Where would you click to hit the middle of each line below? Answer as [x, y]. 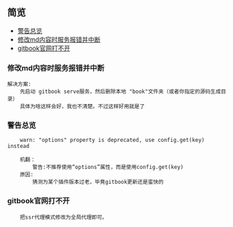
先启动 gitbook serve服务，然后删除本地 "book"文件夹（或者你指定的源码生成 [121, 92]
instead [19, 146]
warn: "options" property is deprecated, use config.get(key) [112, 140]
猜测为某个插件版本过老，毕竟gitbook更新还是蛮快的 [98, 182]
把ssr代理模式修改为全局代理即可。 [64, 217]
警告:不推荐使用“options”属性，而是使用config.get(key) [108, 167]
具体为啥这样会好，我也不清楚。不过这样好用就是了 [83, 107]
